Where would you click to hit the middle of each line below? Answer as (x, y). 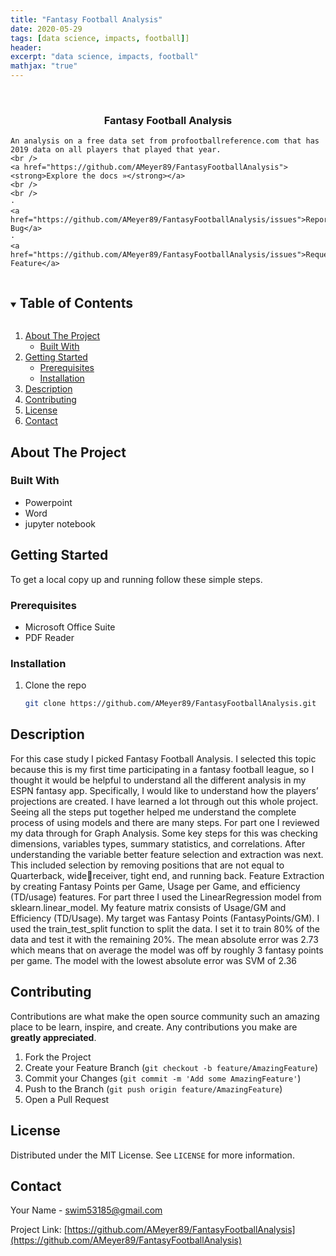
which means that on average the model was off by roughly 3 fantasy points (167, 950)
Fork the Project (58, 1057)
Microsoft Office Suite (70, 627)
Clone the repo (55, 685)
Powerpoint (48, 502)
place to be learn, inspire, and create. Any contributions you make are (154, 1027)
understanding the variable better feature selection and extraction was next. (167, 854)
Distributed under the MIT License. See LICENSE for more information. (152, 1155)
